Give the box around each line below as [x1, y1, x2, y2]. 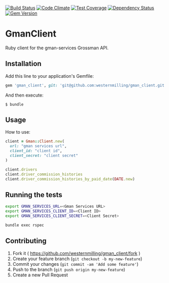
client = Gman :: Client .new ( [5, 139, 65, 144]
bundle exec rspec [5, 223, 44, 228]
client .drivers [5, 167, 38, 172]
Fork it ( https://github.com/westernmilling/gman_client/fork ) [12, 250, 141, 256]
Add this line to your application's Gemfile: [5, 73, 94, 79]
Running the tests [5, 191, 62, 199]
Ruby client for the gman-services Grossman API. [5, 45, 109, 51]
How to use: [5, 129, 30, 135]
